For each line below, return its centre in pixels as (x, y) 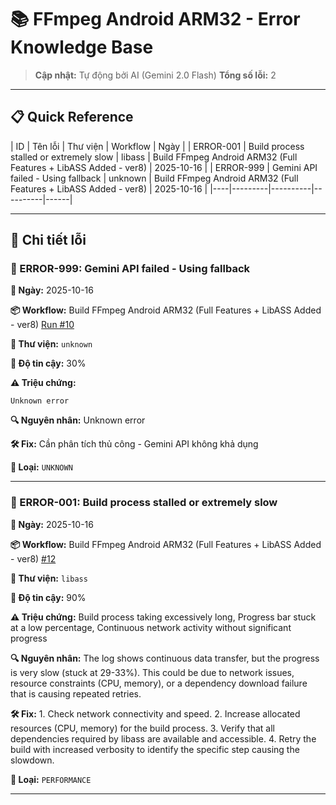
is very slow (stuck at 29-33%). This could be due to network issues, (152, 672)
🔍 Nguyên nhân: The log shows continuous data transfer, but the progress (165, 658)
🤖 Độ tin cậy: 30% (48, 363)
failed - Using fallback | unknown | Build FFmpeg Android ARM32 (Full (154, 178)
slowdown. (32, 760)
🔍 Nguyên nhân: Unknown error (78, 420)
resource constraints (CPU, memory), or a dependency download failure (159, 683)
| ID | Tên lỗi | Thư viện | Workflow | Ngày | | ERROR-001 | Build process (157, 146)
